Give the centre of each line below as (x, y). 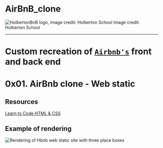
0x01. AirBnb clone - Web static (70, 84)
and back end (33, 62)
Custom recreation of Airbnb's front (78, 52)
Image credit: (126, 22)
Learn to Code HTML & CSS (33, 113)
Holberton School (23, 27)
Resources (22, 102)
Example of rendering (38, 128)
